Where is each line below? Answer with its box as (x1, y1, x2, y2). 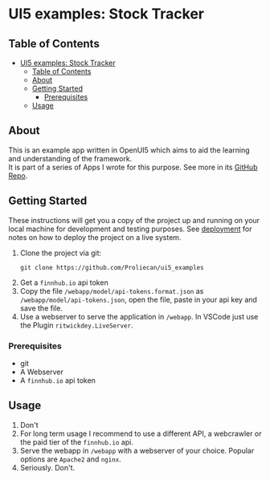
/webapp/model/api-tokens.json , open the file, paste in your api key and (19, 295, 257, 304)
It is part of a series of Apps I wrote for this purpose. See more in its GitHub (8, 162, 258, 172)
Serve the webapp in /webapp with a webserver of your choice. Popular (19, 445, 255, 455)
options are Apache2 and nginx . (19, 454, 122, 464)
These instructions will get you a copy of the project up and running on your (8, 215, 260, 225)
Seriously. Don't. (19, 462, 76, 472)
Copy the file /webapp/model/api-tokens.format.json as (19, 286, 204, 295)
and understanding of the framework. (8, 153, 133, 163)
